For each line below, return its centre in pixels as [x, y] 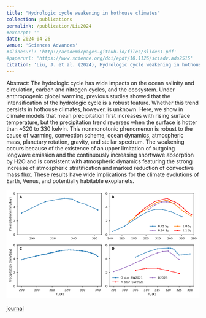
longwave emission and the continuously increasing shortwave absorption [100, 155]
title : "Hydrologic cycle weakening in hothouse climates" [83, 13]
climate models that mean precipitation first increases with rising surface [98, 115]
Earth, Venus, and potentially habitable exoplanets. [70, 180]
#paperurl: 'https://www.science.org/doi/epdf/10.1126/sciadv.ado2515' [100, 58]
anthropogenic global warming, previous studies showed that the [88, 96]
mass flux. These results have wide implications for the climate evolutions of [103, 174]
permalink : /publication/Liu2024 [49, 26]
